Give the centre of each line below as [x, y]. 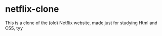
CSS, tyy [14, 28]
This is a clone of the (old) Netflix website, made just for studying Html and [81, 23]
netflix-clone [32, 9]
